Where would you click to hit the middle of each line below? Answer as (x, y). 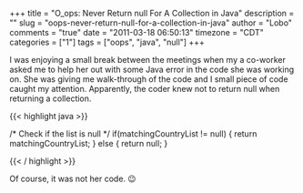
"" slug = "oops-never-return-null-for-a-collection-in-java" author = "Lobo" (151, 23)
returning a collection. (50, 98)
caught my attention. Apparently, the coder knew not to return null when (145, 89)
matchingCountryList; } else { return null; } (89, 143)
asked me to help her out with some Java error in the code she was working (151, 69)
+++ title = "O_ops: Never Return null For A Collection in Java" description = (152, 13)
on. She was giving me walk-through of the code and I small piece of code (149, 79)
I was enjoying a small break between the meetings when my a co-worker (148, 60)
